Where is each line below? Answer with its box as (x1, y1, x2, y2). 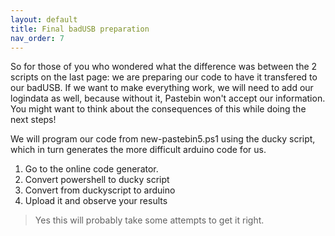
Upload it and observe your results (24, 195, 168, 207)
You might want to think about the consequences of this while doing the (10, 103, 307, 115)
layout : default (10, 14, 78, 25)
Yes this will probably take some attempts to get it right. (34, 214, 265, 226)
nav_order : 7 (10, 33, 65, 43)
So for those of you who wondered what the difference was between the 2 (10, 61, 318, 73)
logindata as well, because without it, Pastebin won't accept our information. (10, 92, 326, 105)
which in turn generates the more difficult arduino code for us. (10, 144, 267, 156)
